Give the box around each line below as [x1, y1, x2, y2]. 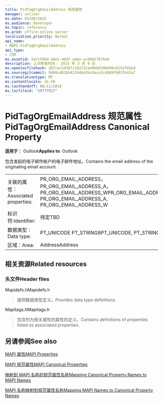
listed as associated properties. [16, 322, 80, 328]
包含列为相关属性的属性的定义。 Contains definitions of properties [16, 317, 148, 322]
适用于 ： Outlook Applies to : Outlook [5, 148, 78, 154]
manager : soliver [5, 12, 40, 16]
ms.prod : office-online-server [5, 30, 68, 34]
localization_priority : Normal [5, 34, 68, 39]
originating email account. [5, 164, 57, 170]
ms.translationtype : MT [5, 75, 53, 80]
